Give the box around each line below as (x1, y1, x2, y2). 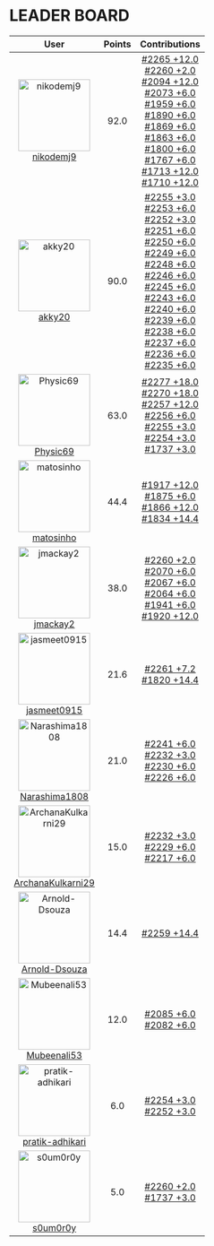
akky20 (39, 310, 71, 323)
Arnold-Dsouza (21, 963, 88, 975)
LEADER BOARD (9, 5, 130, 26)
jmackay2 (33, 618, 75, 630)
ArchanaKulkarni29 (13, 876, 96, 888)
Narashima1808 (20, 790, 90, 802)
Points (103, 38, 132, 50)
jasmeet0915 (25, 704, 83, 716)
